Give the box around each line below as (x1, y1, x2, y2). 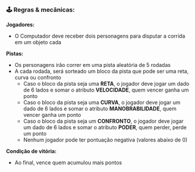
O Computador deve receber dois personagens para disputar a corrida (14, 32, 186, 40)
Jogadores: (6, 21, 35, 28)
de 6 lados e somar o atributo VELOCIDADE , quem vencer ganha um (23, 86, 189, 93)
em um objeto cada (14, 39, 61, 46)
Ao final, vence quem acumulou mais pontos (14, 159, 122, 166)
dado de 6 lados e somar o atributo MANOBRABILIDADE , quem (23, 105, 177, 112)
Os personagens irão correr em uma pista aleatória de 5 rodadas (14, 62, 171, 69)
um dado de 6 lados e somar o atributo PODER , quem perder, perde (23, 124, 187, 131)
